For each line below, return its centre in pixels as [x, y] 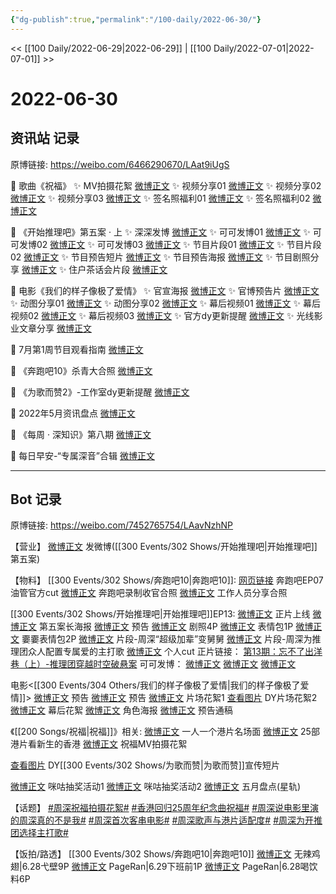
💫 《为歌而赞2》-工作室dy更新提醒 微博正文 [100, 392]
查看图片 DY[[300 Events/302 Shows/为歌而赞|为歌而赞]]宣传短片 [145, 765]
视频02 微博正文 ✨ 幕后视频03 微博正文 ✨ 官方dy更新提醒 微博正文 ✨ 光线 [162, 315]
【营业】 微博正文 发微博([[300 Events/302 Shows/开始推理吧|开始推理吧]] [164, 547]
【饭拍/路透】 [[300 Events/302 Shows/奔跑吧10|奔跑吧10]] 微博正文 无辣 [161, 854]
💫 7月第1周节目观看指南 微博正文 [77, 349]
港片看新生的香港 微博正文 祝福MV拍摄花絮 [99, 744]
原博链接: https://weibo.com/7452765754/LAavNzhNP [122, 525]
